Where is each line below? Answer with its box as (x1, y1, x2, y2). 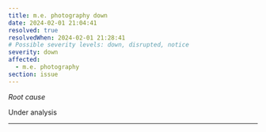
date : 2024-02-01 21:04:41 (8, 19, 97, 27)
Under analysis (8, 107, 58, 117)
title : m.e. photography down (8, 11, 108, 20)
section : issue (8, 70, 59, 78)
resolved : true (8, 26, 59, 34)
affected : (8, 56, 41, 64)
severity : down (8, 48, 59, 56)
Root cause (8, 92, 46, 101)
